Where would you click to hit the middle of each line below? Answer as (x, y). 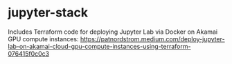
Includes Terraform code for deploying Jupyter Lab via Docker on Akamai (113, 32)
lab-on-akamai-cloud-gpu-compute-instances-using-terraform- (99, 46)
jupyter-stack (48, 13)
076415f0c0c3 (29, 54)
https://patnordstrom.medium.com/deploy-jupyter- (152, 39)
